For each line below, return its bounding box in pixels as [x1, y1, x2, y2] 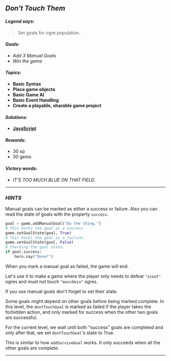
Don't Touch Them [5, 4, 65, 13]
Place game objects [12, 86, 55, 92]
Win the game [12, 58, 42, 64]
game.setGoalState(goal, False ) [5, 240, 74, 245]
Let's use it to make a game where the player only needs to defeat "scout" [5, 273, 161, 279]
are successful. [5, 314, 38, 320]
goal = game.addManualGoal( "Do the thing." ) [5, 221, 101, 226]
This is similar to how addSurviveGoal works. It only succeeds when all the [5, 339, 160, 345]
